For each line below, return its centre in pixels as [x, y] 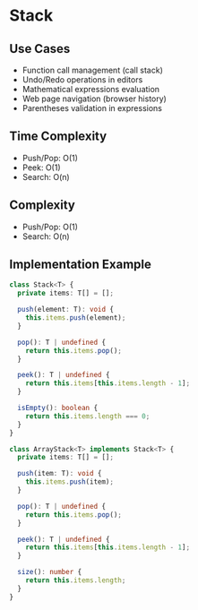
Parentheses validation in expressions [92, 108]
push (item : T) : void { [60, 474]
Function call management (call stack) [92, 70]
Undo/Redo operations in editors [82, 80]
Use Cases [40, 49]
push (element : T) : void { [66, 310]
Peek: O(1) [41, 168]
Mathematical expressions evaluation [90, 89]
